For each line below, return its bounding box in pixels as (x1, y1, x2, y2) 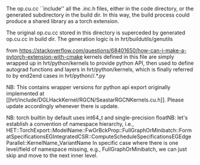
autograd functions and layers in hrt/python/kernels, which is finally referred (6, 66, 193, 73)
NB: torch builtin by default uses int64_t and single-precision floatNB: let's (6, 114, 188, 121)
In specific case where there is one (92, 139, 179, 146)
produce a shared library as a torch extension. (6, 18, 119, 24)
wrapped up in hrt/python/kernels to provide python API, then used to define (6, 59, 194, 66)
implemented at (6, 90, 45, 97)
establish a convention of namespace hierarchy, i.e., (6, 120, 134, 127)
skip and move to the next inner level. (6, 152, 98, 159)
